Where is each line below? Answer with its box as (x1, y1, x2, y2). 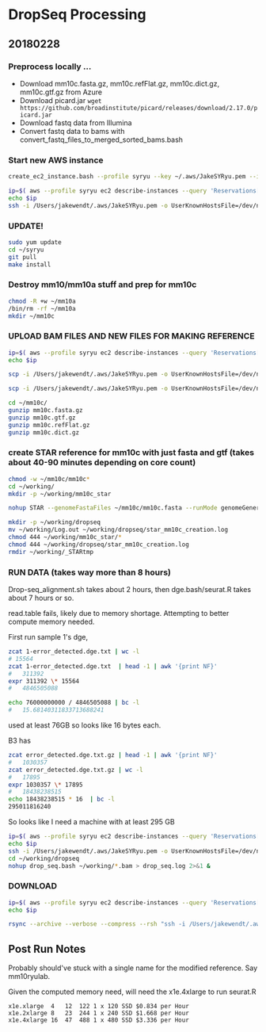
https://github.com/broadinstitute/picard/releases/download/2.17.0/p (19, 104, 258, 112)
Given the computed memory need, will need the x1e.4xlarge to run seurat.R (8, 987, 256, 996)
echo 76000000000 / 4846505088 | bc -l (8, 699, 140, 707)
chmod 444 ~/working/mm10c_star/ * (8, 533, 123, 541)
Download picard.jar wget (19, 95, 102, 105)
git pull (8, 253, 37, 261)
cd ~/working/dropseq (8, 854, 80, 862)
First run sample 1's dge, (8, 633, 89, 642)
